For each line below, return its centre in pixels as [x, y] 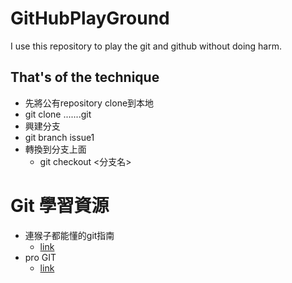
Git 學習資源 [60, 205]
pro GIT [40, 257]
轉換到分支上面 [55, 149]
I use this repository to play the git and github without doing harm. [146, 46]
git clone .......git [58, 114]
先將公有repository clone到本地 [89, 103]
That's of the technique [85, 77]
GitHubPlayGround [90, 18]
